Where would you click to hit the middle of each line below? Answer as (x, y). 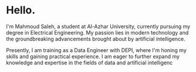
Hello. (21, 10)
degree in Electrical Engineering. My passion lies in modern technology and (97, 32)
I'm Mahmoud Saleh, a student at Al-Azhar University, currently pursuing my (98, 26)
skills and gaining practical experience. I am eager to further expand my (93, 56)
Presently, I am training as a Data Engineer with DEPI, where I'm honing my (96, 50)
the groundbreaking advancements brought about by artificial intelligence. (96, 39)
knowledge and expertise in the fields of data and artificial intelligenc (89, 63)
